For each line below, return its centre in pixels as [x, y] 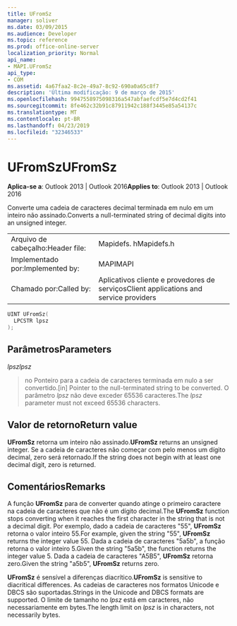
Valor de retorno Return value [72, 425]
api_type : [22, 73]
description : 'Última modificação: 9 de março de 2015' [91, 93]
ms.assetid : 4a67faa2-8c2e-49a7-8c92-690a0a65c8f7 [83, 86]
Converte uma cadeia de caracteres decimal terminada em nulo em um [110, 208]
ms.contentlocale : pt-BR [44, 119]
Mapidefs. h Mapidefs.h [136, 244]
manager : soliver [33, 20]
